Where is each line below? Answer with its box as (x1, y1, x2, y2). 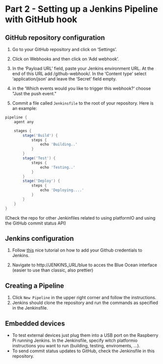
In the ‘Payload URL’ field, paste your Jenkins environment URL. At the (12, 65, 154, 71)
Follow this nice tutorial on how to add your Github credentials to (12, 247, 142, 253)
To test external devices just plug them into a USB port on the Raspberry (12, 332, 159, 338)
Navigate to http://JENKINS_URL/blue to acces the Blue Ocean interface (12, 262, 158, 268)
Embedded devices (5, 319, 65, 328)
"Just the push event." (12, 91, 57, 96)
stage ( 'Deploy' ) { (23, 178, 60, 184)
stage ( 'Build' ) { (23, 133, 58, 138)
